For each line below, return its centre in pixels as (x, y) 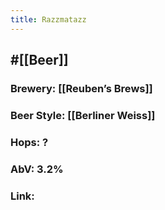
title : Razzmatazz (48, 19)
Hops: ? (29, 142)
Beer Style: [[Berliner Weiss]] (83, 115)
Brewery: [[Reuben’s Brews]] (81, 88)
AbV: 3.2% (37, 169)
